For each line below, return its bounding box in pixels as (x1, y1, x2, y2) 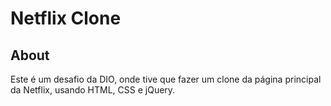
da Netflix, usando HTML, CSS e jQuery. (10, 84, 176, 96)
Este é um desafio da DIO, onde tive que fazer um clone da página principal (10, 73, 322, 85)
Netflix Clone (10, 7, 122, 30)
